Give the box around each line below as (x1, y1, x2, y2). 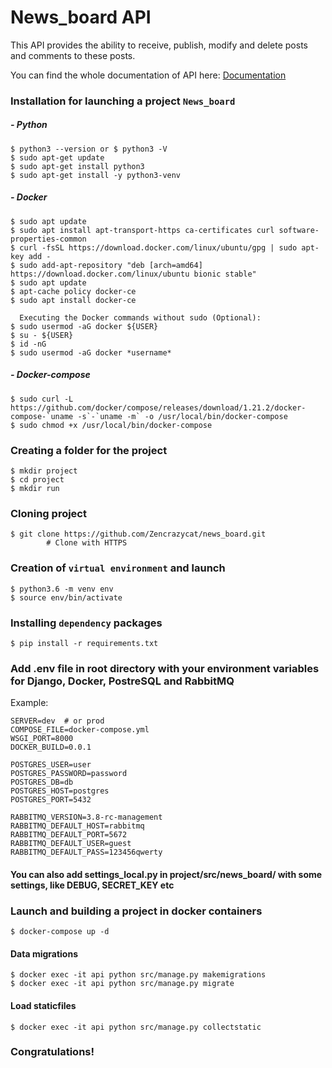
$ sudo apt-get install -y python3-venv (10, 170, 182, 180)
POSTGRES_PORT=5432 (10, 795, 92, 805)
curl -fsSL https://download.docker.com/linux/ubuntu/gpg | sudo (19, 242, 298, 253)
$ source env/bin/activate (10, 592, 123, 603)
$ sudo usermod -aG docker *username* (10, 347, 172, 358)
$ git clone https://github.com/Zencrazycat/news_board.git (10, 529, 267, 540)
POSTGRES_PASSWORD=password (10, 769, 128, 779)
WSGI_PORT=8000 (10, 734, 74, 744)
